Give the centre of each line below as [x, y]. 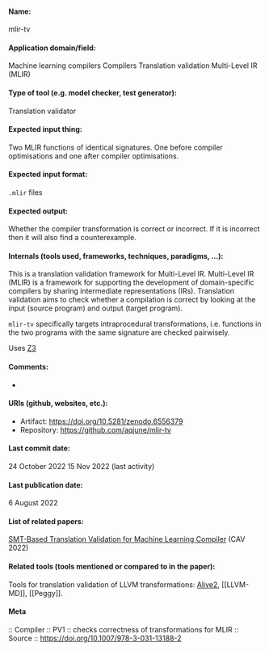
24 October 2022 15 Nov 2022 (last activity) [82, 467]
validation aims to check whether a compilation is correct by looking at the [132, 300]
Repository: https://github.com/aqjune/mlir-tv [96, 429]
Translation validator [42, 111]
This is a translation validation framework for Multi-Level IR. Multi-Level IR [131, 274]
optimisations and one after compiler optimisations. [94, 156]
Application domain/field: [53, 48]
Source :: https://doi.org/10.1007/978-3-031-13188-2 [95, 638]
